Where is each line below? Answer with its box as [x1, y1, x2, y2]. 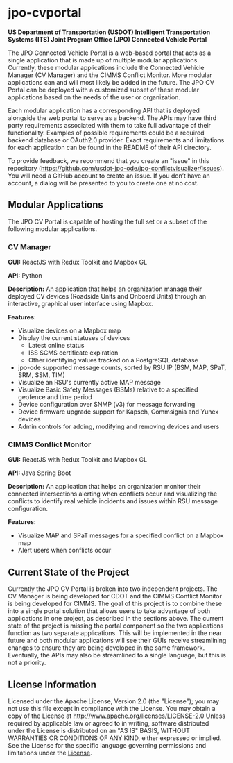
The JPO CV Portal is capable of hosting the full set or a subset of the [8, 217, 207, 226]
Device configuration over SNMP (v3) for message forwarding [17, 401, 196, 409]
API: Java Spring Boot [8, 469, 71, 477]
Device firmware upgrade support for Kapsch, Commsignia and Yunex [17, 408, 219, 416]
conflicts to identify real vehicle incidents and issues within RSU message [8, 497, 218, 505]
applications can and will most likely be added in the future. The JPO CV [8, 78, 214, 86]
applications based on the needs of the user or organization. [8, 92, 181, 101]
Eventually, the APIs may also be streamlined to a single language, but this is [8, 651, 226, 660]
